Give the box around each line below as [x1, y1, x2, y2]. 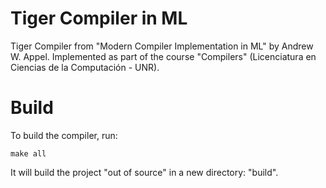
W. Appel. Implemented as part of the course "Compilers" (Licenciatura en [10, 50, 317, 62]
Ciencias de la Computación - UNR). [10, 61, 160, 73]
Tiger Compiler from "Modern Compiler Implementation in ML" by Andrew [10, 40, 314, 52]
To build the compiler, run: [10, 129, 118, 141]
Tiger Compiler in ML [10, 7, 188, 30]
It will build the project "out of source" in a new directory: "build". [10, 166, 279, 178]
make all [10, 148, 47, 159]
